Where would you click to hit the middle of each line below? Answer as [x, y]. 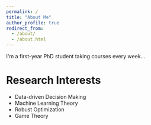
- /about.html [29, 39]
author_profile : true [33, 23]
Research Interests [54, 80]
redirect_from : [25, 28]
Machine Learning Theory [46, 103]
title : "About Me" [29, 17]
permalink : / [22, 12]
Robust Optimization [39, 109]
